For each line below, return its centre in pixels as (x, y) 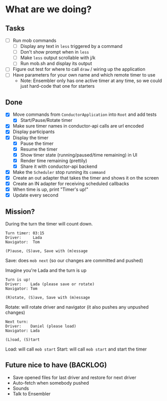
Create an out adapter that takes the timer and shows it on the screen (86, 178)
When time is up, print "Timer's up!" (50, 189)
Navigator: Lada (22, 331)
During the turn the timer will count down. (49, 224)
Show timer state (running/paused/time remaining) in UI (79, 155)
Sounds (21, 388)
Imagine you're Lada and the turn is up (46, 270)
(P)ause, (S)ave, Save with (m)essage (46, 251)
